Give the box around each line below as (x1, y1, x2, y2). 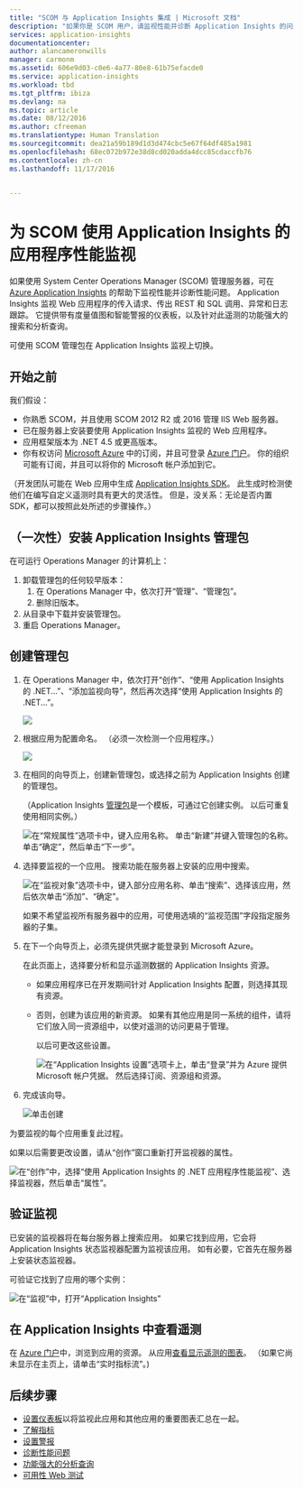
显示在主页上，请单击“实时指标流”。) (16, 1359, 151, 1370)
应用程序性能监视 (9, 245, 137, 264)
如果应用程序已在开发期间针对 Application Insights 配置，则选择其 (35, 978, 280, 989)
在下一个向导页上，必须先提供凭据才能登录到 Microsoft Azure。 (22, 940, 259, 951)
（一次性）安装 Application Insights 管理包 (9, 530, 250, 545)
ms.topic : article (9, 106, 78, 115)
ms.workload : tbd (9, 80, 75, 89)
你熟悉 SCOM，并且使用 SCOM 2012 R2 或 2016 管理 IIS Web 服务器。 (22, 414, 284, 425)
